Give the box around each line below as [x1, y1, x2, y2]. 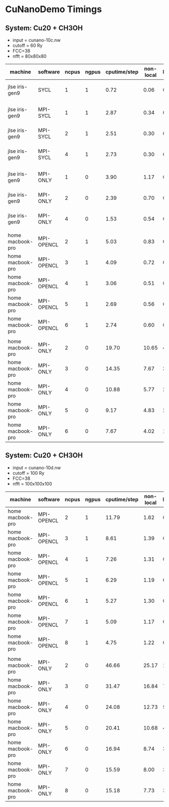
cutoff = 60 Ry [12, 42, 43, 49]
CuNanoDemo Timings [5, 4, 102, 15]
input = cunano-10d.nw [12, 464, 61, 471]
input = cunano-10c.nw [12, 37, 61, 43]
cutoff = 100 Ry [12, 470, 45, 476]
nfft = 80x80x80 [12, 53, 47, 59]
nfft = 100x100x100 [12, 480, 52, 486]
